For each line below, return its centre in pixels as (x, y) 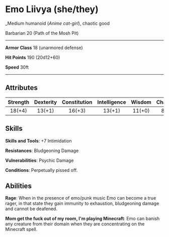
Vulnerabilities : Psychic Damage (39, 160)
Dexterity (46, 102)
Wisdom (141, 102)
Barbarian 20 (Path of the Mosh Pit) (42, 33)
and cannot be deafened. (31, 209)
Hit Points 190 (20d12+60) (33, 57)
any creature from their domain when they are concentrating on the (75, 224)
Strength (18, 102)
